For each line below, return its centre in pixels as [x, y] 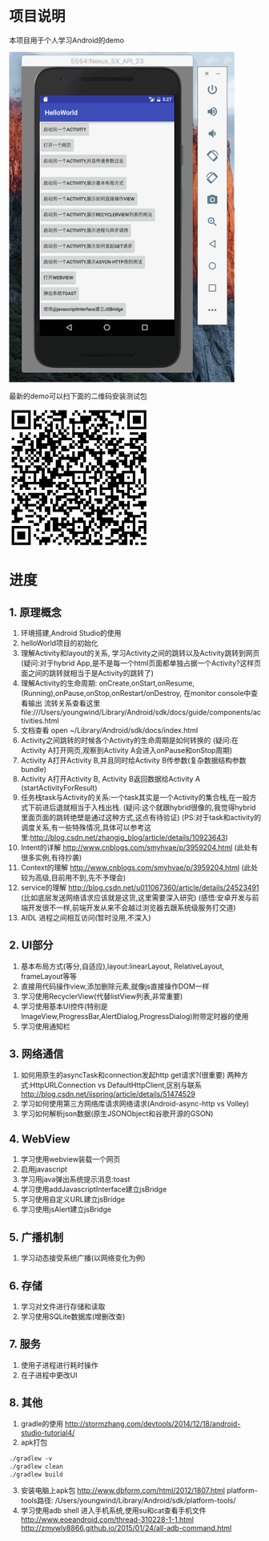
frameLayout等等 [48, 976]
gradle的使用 [42, 1423]
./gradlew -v [31, 1458]
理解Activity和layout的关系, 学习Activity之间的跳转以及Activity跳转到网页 [140, 653]
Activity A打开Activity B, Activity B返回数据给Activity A [110, 779]
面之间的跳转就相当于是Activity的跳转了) [87, 673]
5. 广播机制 [36, 1237]
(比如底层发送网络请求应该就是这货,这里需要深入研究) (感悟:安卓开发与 [137, 897]
